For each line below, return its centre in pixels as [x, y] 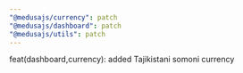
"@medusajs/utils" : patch [57, 34]
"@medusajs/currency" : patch [63, 17]
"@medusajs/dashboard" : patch [66, 26]
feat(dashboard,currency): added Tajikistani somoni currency [122, 60]
